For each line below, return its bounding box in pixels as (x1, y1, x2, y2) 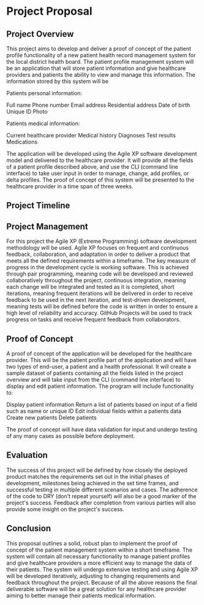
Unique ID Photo (6, 108, 48, 115)
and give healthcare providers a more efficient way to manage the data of (6, 559, 192, 566)
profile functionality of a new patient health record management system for (6, 52, 196, 59)
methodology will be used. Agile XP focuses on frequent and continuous (6, 244, 189, 252)
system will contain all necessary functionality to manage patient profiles (6, 552, 191, 560)
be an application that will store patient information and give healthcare (6, 64, 186, 72)
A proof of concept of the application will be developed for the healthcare (6, 350, 192, 357)
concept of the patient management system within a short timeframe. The (6, 546, 193, 553)
